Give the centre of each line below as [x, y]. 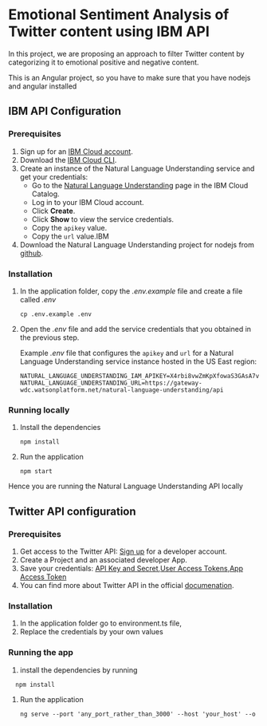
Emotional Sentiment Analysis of [119, 15]
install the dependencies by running [79, 670]
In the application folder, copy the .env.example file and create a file [131, 291]
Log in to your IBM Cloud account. [88, 202]
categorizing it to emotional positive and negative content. [104, 62]
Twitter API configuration [73, 511]
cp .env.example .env [55, 314]
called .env [38, 299]
